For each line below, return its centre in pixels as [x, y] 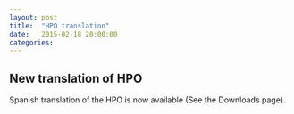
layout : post [34, 17]
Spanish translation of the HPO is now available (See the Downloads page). [147, 100]
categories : [31, 42]
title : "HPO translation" [59, 26]
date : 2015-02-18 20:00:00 [63, 34]
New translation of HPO [76, 78]
